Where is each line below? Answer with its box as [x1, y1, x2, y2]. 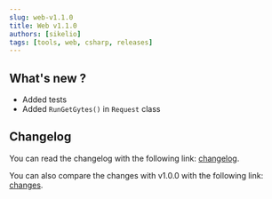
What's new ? [9, 70, 87, 85]
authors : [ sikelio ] [9, 29, 82, 38]
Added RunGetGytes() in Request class [21, 104, 161, 115]
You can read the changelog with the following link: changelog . [9, 153, 240, 163]
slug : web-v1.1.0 [9, 12, 74, 22]
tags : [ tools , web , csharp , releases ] [9, 37, 153, 47]
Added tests [21, 94, 68, 105]
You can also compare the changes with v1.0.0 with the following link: [9, 170, 264, 180]
